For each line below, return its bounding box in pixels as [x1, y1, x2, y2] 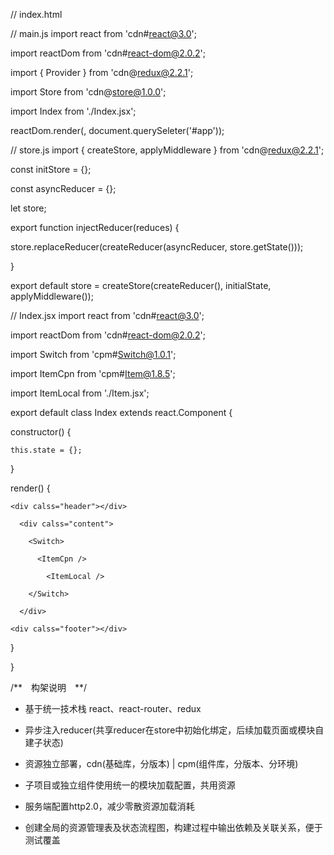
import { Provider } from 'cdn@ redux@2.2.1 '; [10, 67, 194, 78]
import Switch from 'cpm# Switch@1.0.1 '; [10, 349, 177, 360]
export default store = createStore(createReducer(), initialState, [10, 280, 272, 291]
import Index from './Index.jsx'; [10, 105, 137, 117]
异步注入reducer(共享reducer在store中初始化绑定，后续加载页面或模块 [24, 724, 316, 736]
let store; [10, 202, 47, 214]
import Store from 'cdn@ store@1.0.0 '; [10, 86, 167, 98]
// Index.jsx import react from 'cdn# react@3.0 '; [10, 310, 205, 321]
